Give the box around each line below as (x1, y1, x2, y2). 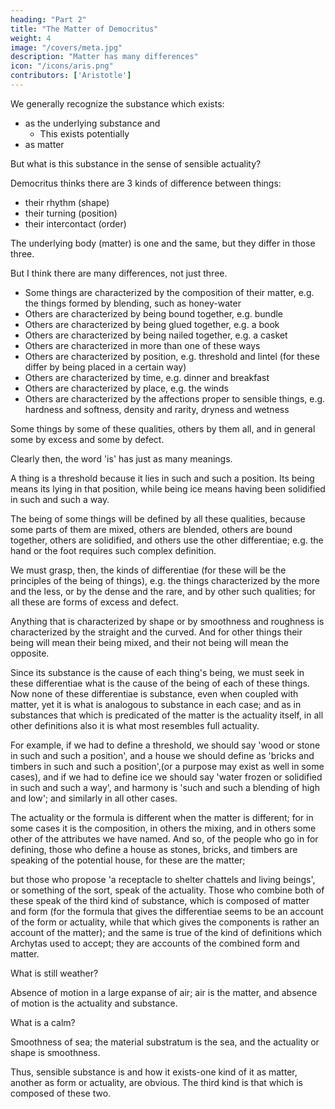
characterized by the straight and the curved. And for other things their (10, 626, 303, 638)
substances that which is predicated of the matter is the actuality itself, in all (10, 709, 324, 721)
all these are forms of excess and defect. (10, 596, 179, 608)
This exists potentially (39, 127, 130, 140)
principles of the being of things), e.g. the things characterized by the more (10, 574, 320, 586)
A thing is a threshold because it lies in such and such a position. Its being (10, 472, 315, 484)
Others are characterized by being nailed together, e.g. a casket (24, 329, 288, 341)
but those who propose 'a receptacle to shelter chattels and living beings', (10, 873, 316, 885)
